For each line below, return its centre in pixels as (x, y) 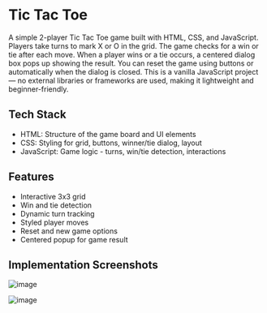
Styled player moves (54, 222)
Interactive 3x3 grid (53, 196)
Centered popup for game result (74, 239)
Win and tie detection (56, 205)
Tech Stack (37, 115)
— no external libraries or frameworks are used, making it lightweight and (131, 80)
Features (31, 177)
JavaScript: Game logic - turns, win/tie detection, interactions (123, 151)
